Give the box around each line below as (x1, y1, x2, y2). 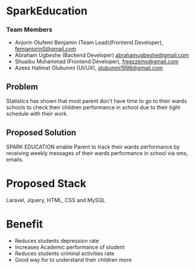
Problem (6, 82, 39, 92)
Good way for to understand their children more (14, 256, 132, 263)
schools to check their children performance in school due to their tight (6, 104, 181, 111)
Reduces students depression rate (14, 237, 99, 244)
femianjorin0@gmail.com (14, 45, 76, 52)
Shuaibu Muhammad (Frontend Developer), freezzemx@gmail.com (14, 58, 179, 65)
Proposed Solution (6, 127, 76, 138)
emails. (6, 156, 24, 163)
